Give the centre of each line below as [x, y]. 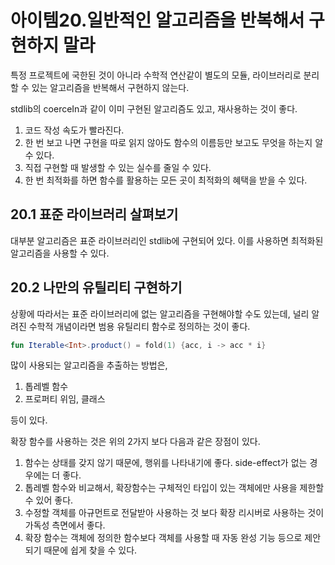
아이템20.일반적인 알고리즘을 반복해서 [157, 20]
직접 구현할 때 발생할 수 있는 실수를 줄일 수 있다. [118, 167]
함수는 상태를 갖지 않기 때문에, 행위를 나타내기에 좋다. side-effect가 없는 [166, 463]
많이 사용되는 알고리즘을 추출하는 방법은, [89, 365]
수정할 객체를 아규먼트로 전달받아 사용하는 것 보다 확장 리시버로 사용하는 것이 [174, 513]
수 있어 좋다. [49, 500]
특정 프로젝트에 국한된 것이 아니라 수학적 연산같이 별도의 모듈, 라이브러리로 [156, 75]
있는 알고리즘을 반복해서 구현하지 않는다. [110, 87]
